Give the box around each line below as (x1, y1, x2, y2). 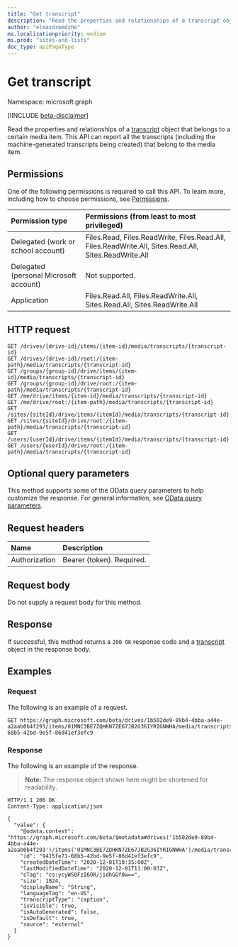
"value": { (13, 821, 46, 828)
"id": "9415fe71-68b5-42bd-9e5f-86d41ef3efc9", (20, 853, 163, 860)
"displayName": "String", (20, 883, 97, 891)
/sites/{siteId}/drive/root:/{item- (20, 417, 129, 425)
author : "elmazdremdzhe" (7, 23, 81, 31)
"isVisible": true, (20, 902, 78, 909)
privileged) (84, 220, 123, 230)
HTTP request (7, 324, 71, 336)
